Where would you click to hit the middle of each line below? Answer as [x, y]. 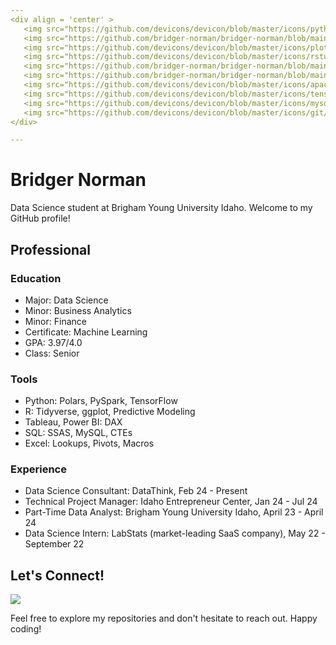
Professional [50, 249]
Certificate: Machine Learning [86, 332]
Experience [38, 469]
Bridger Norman [78, 180]
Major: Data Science [66, 300]
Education [36, 278]
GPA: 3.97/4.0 [53, 342]
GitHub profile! [40, 218]
